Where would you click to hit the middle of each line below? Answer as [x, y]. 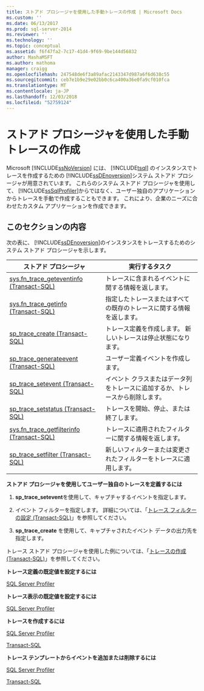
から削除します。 [141, 398]
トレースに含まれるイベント [145, 279]
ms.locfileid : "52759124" [39, 102]
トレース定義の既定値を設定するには [52, 572]
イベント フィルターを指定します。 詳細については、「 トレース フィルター [106, 510]
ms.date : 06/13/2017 [32, 23]
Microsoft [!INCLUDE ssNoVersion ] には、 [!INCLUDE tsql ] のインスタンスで [99, 167]
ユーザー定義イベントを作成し [148, 359]
